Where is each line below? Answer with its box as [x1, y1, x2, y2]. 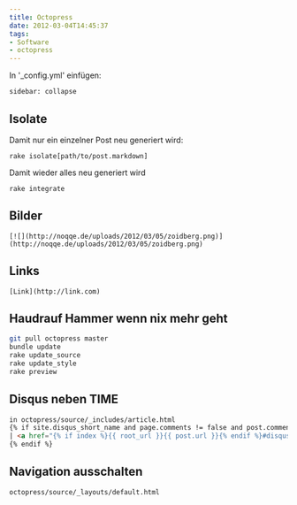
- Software [9, 37, 49, 47]
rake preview [9, 367, 57, 376]
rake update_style [9, 359, 77, 368]
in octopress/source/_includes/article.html [9, 415, 176, 425]
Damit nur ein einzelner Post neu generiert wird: [9, 134, 184, 145]
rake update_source [9, 351, 81, 360]
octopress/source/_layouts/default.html [9, 487, 161, 496]
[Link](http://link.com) [9, 287, 101, 296]
